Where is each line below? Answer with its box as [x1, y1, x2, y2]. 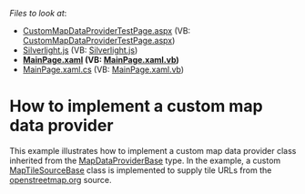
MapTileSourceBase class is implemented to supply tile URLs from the [9, 164, 272, 176]
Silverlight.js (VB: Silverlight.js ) [22, 45, 138, 56]
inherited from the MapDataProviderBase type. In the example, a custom [9, 155, 281, 166]
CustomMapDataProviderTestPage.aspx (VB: [22, 26, 191, 36]
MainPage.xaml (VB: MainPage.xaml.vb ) [22, 55, 179, 65]
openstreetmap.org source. [9, 174, 112, 185]
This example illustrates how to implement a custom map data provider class [9, 145, 297, 156]
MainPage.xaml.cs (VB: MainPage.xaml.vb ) [22, 64, 185, 75]
